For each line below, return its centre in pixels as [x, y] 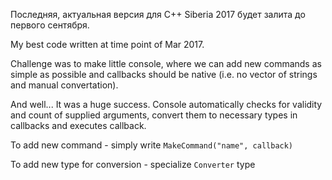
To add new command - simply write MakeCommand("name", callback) [152, 145]
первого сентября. [50, 25]
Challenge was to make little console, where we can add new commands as [166, 63]
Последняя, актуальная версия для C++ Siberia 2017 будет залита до [158, 14]
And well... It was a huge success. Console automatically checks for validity [166, 104]
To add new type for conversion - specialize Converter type [133, 164]
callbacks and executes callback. [78, 125]
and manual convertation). [64, 85]
